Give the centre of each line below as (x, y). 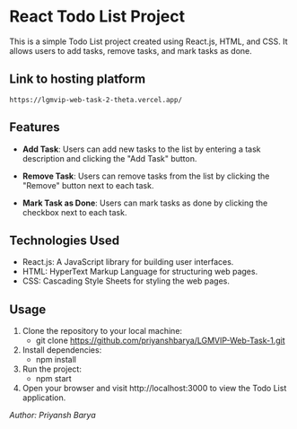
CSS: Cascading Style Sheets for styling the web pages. (126, 281)
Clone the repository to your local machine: (102, 331)
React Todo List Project (97, 17)
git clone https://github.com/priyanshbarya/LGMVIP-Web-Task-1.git (160, 341)
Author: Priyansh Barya (52, 416)
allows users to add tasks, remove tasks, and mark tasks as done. (131, 50)
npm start (53, 379)
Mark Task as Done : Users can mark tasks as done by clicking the (145, 203)
